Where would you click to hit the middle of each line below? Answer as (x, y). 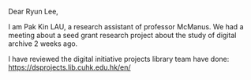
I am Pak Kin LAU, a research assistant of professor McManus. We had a (126, 27)
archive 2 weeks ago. (43, 44)
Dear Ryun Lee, (34, 11)
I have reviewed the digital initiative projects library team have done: (119, 59)
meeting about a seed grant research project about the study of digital (122, 35)
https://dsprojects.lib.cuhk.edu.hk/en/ (70, 67)
